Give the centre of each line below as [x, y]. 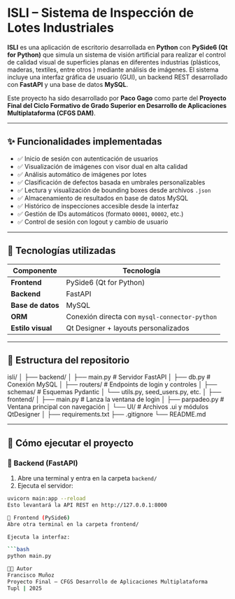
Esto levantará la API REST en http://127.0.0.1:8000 [87, 505]
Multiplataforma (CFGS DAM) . [51, 113]
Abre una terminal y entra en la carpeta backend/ [87, 478]
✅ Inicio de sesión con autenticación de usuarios [88, 159]
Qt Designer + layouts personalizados [128, 328]
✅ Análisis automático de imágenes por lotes [82, 174]
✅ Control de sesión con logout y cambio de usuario [93, 222]
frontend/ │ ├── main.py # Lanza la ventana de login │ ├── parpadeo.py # [116, 399]
